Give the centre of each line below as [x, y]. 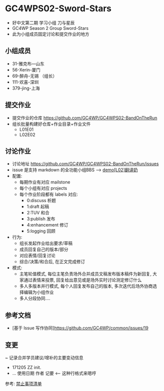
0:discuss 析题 [41, 201]
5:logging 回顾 [41, 231]
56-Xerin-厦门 [26, 69]
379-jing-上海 [26, 88]
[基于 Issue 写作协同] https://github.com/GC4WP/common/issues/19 [80, 328]
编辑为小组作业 [39, 292]
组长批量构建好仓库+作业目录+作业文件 [51, 124]
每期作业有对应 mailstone [45, 182]
